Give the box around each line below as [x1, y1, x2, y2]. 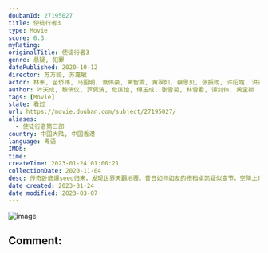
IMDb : [8, 145, 26, 153]
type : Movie [8, 26, 48, 34]
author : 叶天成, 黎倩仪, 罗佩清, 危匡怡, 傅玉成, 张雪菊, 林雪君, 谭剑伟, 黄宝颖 [8, 85, 254, 94]
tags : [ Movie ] [8, 93, 56, 101]
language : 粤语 [8, 137, 57, 146]
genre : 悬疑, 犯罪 [8, 56, 65, 64]
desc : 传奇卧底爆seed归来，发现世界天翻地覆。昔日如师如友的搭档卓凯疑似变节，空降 [8, 174, 252, 183]
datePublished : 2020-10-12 [8, 64, 98, 72]
